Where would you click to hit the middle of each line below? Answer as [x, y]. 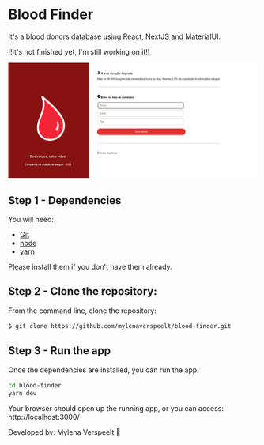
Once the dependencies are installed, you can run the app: [104, 370]
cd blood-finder [35, 385]
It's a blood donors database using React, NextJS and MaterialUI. [115, 36]
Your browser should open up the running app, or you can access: [116, 409]
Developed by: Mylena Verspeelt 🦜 [64, 432]
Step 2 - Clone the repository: [83, 291]
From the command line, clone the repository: [82, 311]
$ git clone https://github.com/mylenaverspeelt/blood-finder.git [120, 326]
